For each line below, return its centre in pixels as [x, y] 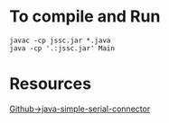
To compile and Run [85, 17]
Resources [51, 84]
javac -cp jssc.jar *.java [60, 40]
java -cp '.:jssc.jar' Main [62, 48]
